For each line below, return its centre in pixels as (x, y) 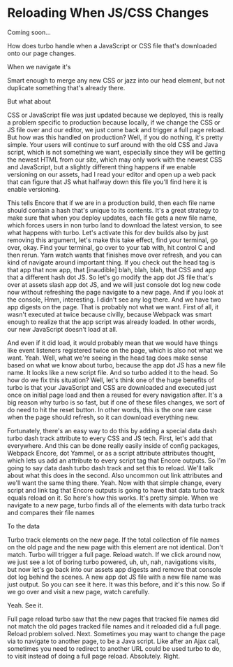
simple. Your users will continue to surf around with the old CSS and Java (113, 144)
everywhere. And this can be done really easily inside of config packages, (114, 445)
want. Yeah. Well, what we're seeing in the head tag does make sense (107, 358)
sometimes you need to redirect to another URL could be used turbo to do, (114, 648)
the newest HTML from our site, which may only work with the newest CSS (115, 160)
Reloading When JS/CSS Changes (108, 13)
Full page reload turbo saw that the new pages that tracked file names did (113, 619)
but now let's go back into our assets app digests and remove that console (114, 569)
